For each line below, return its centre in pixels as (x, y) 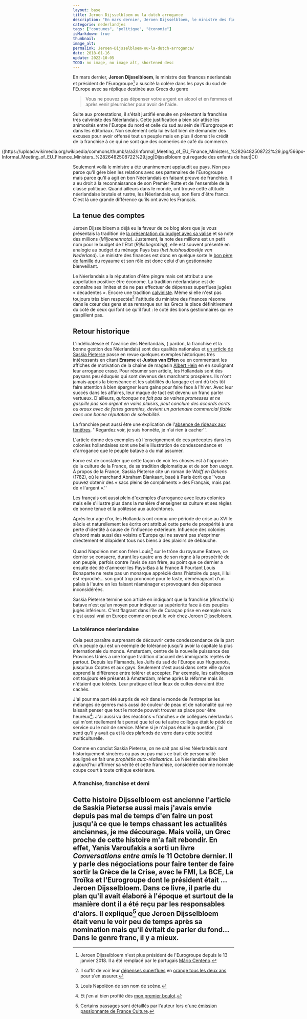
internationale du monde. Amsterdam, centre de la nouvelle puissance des (151, 651)
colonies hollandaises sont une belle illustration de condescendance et (148, 445)
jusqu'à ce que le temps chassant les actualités (150, 824)
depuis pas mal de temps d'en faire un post (143, 816)
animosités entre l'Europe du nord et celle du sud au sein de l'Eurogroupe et (153, 125)
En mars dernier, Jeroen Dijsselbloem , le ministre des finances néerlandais (152, 77)
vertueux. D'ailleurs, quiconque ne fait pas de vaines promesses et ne (147, 398)
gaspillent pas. (88, 315)
